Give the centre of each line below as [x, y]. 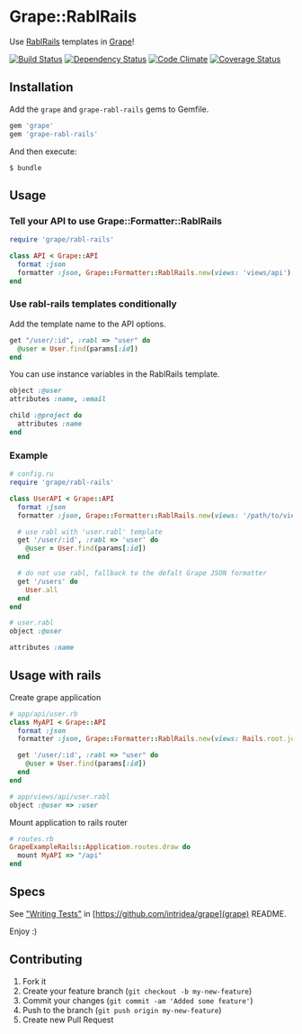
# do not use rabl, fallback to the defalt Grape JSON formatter [142, 573]
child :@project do [46, 416]
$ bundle [26, 168]
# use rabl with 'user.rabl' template [90, 532]
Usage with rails [55, 676]
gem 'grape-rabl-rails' [54, 134]
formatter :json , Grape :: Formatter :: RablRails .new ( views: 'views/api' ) [155, 272]
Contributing [46, 960]
